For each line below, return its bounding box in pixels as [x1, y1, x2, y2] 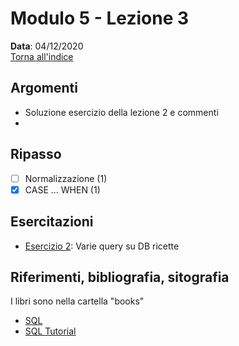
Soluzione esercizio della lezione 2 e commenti [24, 106, 219, 118]
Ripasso [10, 146, 62, 163]
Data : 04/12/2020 [10, 40, 84, 52]
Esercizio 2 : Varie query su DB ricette [24, 240, 180, 252]
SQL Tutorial [24, 325, 77, 337]
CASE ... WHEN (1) [24, 183, 101, 196]
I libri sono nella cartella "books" [10, 295, 145, 307]
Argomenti [10, 80, 78, 97]
